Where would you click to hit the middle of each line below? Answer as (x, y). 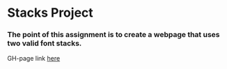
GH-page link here (34, 59)
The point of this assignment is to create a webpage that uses (113, 35)
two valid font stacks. (45, 43)
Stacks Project (50, 13)
